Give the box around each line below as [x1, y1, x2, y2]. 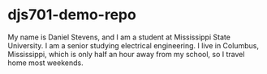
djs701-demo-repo [7, 6, 137, 24]
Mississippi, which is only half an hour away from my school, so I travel [7, 49, 245, 59]
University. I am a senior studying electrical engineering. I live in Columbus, [7, 40, 259, 50]
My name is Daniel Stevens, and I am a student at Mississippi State [7, 32, 230, 42]
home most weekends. [7, 58, 84, 68]
